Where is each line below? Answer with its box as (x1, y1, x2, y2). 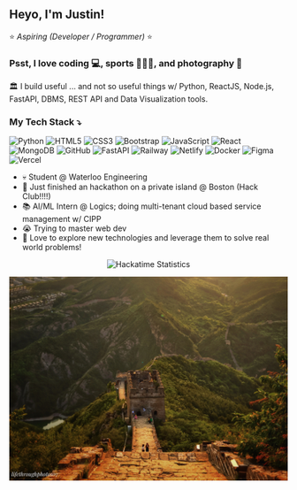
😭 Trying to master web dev (21, 223, 127, 234)
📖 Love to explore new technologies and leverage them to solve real (21, 233, 270, 243)
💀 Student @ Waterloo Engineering (21, 172, 148, 182)
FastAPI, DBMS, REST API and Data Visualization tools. (9, 94, 209, 104)
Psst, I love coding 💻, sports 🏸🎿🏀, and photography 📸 (9, 57, 243, 69)
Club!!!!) (21, 191, 51, 202)
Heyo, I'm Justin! (9, 7, 105, 22)
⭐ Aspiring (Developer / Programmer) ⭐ (9, 31, 153, 42)
